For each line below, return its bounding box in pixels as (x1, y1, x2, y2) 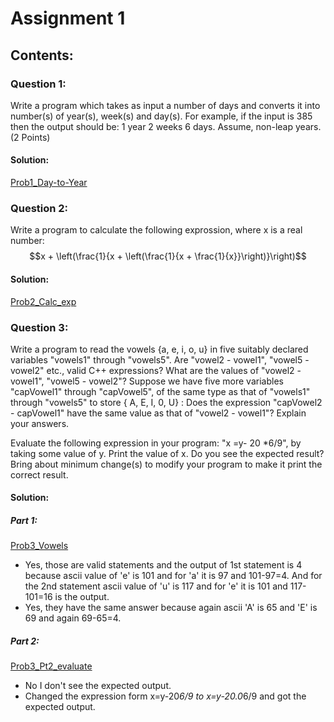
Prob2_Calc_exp (10, 295, 77, 307)
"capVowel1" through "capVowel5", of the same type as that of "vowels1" (10, 385, 311, 397)
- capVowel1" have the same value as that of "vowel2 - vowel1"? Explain (10, 407, 307, 419)
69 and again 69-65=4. (24, 612, 122, 624)
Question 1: (10, 77, 67, 91)
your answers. (10, 417, 70, 429)
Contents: (10, 47, 74, 64)
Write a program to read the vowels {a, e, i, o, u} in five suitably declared (10, 343, 309, 355)
